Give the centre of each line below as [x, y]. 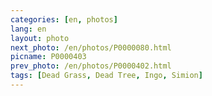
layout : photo [40, 38]
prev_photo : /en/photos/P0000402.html [91, 66]
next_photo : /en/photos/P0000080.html [91, 47]
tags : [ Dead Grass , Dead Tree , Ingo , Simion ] [106, 76]
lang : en [28, 29]
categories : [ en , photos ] [64, 19]
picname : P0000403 [48, 57]
